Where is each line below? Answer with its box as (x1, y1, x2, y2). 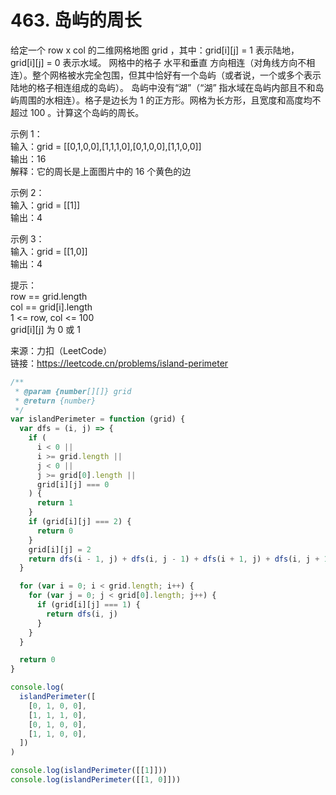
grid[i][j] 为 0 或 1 (10, 323, 81, 335)
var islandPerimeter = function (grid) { (10, 414, 186, 425)
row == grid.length (10, 290, 88, 302)
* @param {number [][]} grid (14, 386, 132, 396)
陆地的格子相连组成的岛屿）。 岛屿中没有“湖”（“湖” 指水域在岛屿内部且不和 (10, 81, 316, 93)
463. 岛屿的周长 (10, 9, 142, 32)
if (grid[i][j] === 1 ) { (36, 600, 141, 610)
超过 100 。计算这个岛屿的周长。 (10, 106, 145, 118)
